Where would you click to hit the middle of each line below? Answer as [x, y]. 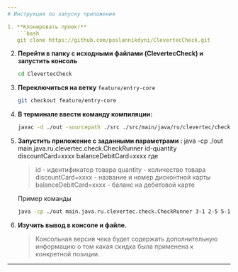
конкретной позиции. [68, 254]
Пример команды [44, 198]
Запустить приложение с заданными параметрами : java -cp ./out [120, 141]
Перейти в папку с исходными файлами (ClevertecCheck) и [110, 53]
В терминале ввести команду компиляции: [85, 114]
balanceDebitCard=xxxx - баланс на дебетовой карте [115, 185]
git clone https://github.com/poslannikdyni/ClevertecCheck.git [114, 40]
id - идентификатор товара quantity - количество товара [120, 170]
